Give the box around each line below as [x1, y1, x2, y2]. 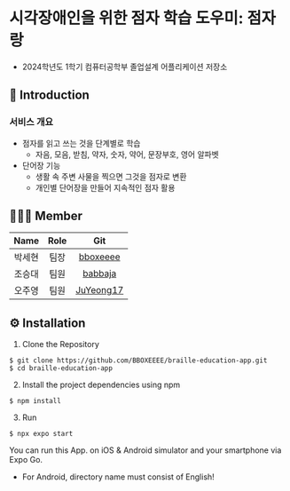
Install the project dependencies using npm [21, 379, 181, 391]
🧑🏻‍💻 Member [9, 209, 82, 224]
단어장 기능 [21, 160, 61, 170]
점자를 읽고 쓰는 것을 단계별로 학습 [21, 138, 141, 148]
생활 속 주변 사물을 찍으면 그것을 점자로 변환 [35, 170, 187, 182]
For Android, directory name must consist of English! [21, 471, 215, 482]
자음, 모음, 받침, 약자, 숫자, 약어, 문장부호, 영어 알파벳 [35, 148, 219, 160]
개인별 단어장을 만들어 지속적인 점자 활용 [35, 182, 176, 193]
